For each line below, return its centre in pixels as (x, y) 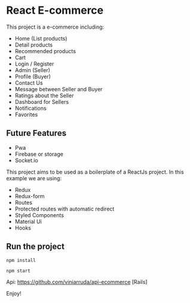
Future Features (36, 133)
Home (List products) (41, 38)
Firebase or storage (39, 154)
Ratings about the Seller (44, 95)
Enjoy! (14, 293)
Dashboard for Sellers (42, 101)
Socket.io (27, 160)
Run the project (35, 247)
